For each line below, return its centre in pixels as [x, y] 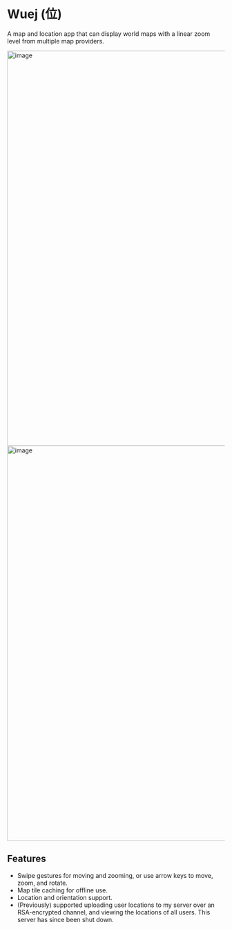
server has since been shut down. [65, 919]
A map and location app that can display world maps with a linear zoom [109, 33]
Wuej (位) [35, 14]
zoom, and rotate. [42, 883]
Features [27, 859]
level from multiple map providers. [56, 41]
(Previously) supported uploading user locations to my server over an [116, 905]
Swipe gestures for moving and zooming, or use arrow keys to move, [115, 875]
